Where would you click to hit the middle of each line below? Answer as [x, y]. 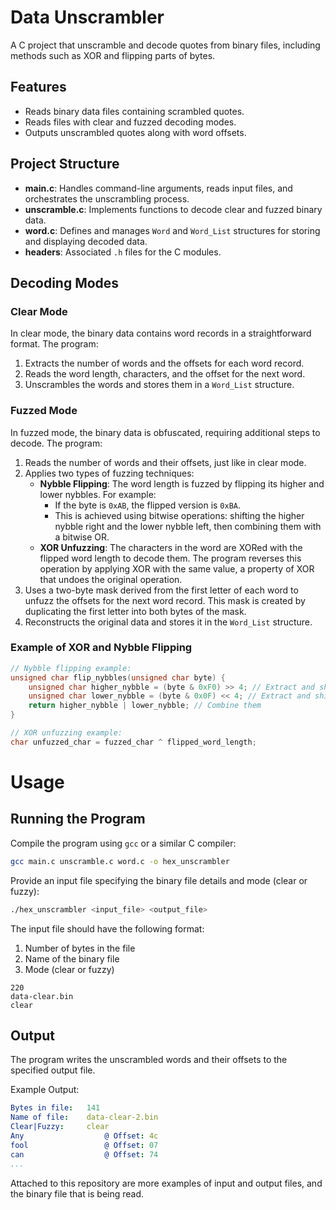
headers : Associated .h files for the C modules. [123, 252]
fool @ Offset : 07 [84, 1145]
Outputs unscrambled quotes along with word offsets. [135, 132]
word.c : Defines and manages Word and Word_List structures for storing [172, 230]
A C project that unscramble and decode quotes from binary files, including [165, 45]
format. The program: [54, 344]
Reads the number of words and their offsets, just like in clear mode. [165, 462]
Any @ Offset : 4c [84, 1136]
